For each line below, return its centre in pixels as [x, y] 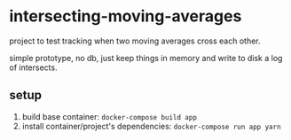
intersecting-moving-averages [126, 16]
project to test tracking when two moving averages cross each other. [135, 41]
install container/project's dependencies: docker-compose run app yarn [151, 126]
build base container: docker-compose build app [110, 116]
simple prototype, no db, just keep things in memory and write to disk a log [146, 58]
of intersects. [33, 67]
